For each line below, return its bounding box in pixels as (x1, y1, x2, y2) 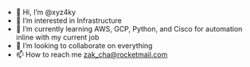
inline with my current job (15, 32, 100, 42)
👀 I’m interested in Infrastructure (15, 16, 122, 25)
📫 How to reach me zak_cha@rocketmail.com (15, 50, 168, 59)
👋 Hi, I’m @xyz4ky (15, 8, 76, 17)
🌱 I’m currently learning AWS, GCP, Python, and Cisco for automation (15, 24, 243, 33)
